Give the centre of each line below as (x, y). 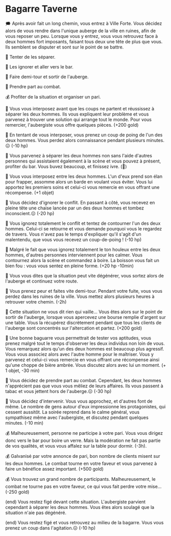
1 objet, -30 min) (22, 370)
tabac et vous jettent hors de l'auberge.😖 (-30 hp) (58, 391)
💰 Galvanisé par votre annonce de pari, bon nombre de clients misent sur (83, 456)
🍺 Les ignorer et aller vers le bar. (40, 66)
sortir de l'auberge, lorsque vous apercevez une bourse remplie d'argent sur (86, 317)
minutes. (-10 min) (25, 423)
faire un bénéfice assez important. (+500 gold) (54, 469)
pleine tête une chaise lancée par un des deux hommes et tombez (75, 208)
